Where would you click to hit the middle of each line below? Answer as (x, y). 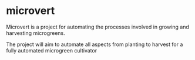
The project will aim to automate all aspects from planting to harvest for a (95, 44)
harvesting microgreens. (36, 33)
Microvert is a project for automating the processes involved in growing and (98, 27)
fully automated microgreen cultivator (52, 50)
